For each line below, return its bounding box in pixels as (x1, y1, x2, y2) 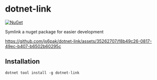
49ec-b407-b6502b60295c (5, 43, 61, 49)
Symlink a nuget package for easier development (5, 29, 104, 34)
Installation (5, 57, 40, 66)
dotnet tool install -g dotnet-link (5, 70, 79, 75)
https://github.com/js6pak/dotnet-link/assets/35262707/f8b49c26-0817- (5, 38, 152, 44)
